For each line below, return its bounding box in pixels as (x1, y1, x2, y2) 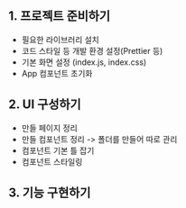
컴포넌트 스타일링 (21, 156, 83, 167)
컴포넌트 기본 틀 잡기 (21, 145, 95, 156)
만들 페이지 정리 (21, 122, 78, 133)
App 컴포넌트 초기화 (21, 68, 93, 78)
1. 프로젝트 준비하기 (8, 8, 110, 24)
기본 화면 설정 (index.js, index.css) (21, 57, 147, 68)
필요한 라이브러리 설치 (21, 34, 100, 45)
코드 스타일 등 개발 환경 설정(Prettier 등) (21, 45, 163, 56)
